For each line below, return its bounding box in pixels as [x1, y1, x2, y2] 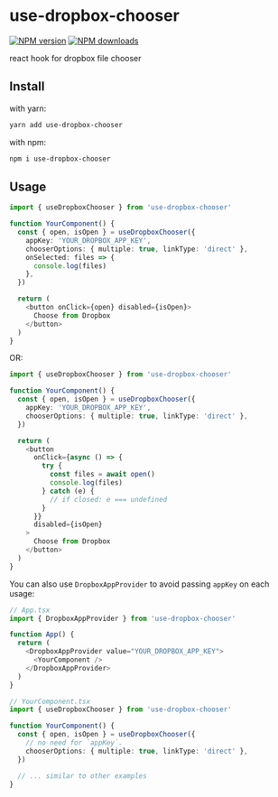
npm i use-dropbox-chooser [9, 154, 111, 163]
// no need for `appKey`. [25, 738, 124, 747]
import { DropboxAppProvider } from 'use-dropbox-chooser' [9, 614, 236, 623]
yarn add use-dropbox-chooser [9, 120, 124, 129]
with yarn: [9, 103, 47, 114]
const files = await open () [49, 470, 155, 479]
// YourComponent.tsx [9, 697, 91, 706]
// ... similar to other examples [17, 771, 147, 781]
